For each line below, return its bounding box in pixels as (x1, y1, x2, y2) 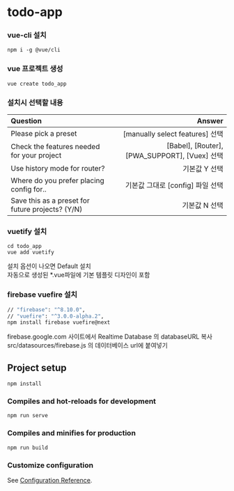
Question (10, 116, 42, 126)
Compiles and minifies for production (7, 428, 136, 438)
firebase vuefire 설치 (7, 290, 78, 299)
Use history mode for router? (10, 164, 105, 173)
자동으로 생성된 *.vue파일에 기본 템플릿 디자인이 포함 (7, 271, 150, 279)
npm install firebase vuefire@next (7, 319, 111, 326)
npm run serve (7, 412, 49, 419)
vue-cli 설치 (7, 31, 47, 40)
